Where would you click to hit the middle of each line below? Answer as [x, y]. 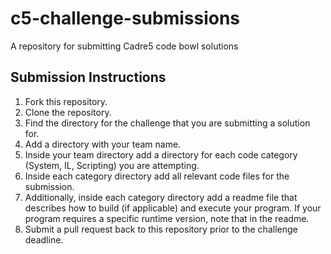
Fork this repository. [66, 101]
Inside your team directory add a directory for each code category [161, 154]
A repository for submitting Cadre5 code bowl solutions [124, 46]
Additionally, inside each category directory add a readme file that [161, 197]
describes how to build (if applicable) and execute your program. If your [173, 208]
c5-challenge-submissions [125, 18]
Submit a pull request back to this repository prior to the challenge [161, 229]
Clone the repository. [68, 112]
